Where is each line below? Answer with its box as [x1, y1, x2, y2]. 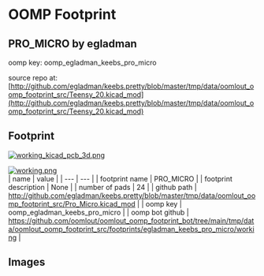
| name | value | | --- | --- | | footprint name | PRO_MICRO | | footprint [8, 173, 232, 183]
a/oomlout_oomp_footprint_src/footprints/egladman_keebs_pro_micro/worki [8, 224, 255, 233]
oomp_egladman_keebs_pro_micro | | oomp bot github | [8, 207, 189, 217]
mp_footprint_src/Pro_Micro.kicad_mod [8, 199, 136, 208]
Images [8, 255, 46, 269]
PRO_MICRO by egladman [8, 37, 138, 50]
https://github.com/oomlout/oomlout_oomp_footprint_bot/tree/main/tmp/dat [8, 215, 255, 226]
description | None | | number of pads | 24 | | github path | [8, 182, 197, 192]
